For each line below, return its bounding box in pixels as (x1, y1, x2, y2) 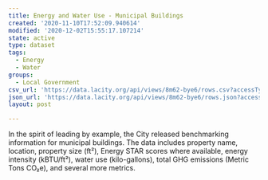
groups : (8, 71, 34, 79)
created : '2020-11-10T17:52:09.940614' (8, 19, 141, 27)
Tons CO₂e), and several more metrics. (8, 163, 136, 173)
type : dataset (8, 41, 56, 49)
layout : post (8, 100, 52, 108)
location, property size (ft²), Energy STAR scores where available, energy (8, 147, 249, 156)
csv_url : (8, 85, 37, 94)
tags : (8, 49, 26, 57)
